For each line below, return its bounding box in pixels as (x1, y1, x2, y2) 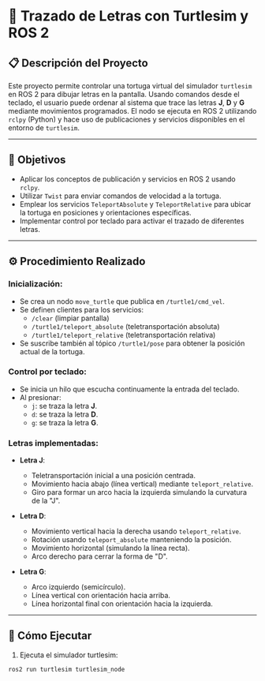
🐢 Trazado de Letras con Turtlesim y (8, 7, 249, 25)
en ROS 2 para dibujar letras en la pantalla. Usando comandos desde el (8, 90, 240, 99)
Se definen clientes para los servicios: (19, 305, 144, 314)
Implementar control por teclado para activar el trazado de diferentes (19, 216, 244, 226)
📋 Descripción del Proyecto (8, 56, 148, 69)
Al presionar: (19, 392, 62, 402)
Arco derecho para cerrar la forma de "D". (31, 552, 168, 561)
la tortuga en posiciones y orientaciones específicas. (19, 208, 192, 217)
